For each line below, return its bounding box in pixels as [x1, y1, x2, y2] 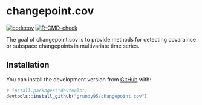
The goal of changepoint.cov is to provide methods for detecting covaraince [6, 36, 197, 43]
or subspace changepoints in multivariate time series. [6, 42, 140, 49]
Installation [6, 60, 50, 70]
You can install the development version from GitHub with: [6, 75, 151, 83]
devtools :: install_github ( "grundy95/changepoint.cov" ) [6, 93, 148, 99]
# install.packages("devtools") [6, 87, 88, 94]
